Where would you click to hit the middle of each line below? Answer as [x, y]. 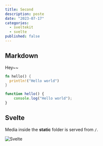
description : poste [25, 14]
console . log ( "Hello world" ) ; [43, 99]
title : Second [19, 9]
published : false [22, 37]
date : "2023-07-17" [25, 18]
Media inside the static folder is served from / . [51, 129]
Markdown [22, 56]
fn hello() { [18, 76]
